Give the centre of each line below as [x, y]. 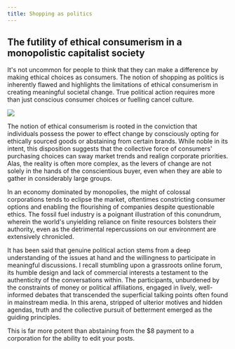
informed [20, 295]
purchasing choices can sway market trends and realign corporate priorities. [118, 156]
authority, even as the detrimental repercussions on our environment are [112, 229]
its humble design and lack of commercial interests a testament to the [108, 273]
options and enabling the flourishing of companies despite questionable [111, 207]
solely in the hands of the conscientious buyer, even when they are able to [115, 171]
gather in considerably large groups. [60, 179]
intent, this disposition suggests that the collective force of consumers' [110, 149]
